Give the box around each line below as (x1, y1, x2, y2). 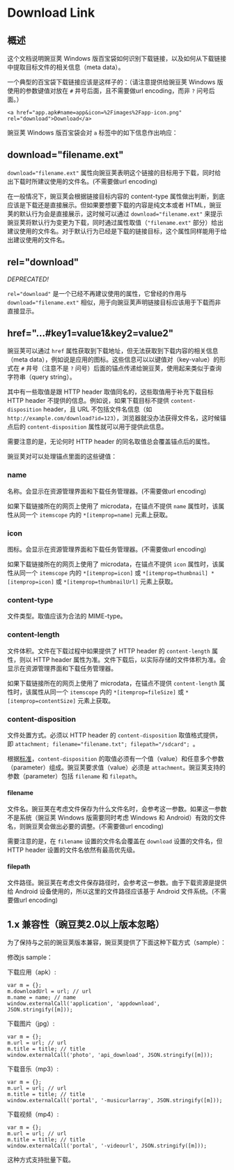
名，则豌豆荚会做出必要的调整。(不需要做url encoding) (7, 822, 164, 831)
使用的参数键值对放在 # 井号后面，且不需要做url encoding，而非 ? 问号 (7, 87, 209, 95)
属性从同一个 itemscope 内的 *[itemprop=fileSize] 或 (31, 688, 185, 696)
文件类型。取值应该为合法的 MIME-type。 (7, 612, 127, 621)
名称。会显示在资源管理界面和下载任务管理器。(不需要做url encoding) (7, 487, 207, 495)
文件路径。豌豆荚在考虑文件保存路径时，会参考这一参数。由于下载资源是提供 (7, 878, 227, 887)
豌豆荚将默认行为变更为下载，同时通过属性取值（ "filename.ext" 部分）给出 (7, 218, 224, 226)
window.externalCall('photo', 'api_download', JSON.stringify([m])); (7, 1052, 214, 1059)
